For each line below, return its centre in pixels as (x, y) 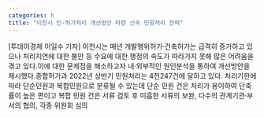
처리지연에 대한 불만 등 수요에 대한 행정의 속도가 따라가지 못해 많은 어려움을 (138, 56)
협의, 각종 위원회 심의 (55, 105)
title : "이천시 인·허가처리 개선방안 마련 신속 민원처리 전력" (96, 23)
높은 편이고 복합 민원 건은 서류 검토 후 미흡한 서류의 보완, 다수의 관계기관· (135, 95)
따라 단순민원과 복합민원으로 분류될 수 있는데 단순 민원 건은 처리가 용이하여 (123, 85)
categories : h (32, 15)
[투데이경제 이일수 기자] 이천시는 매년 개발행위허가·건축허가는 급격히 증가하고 (126, 46)
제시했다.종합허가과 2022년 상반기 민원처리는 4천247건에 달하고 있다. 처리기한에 (132, 76)
